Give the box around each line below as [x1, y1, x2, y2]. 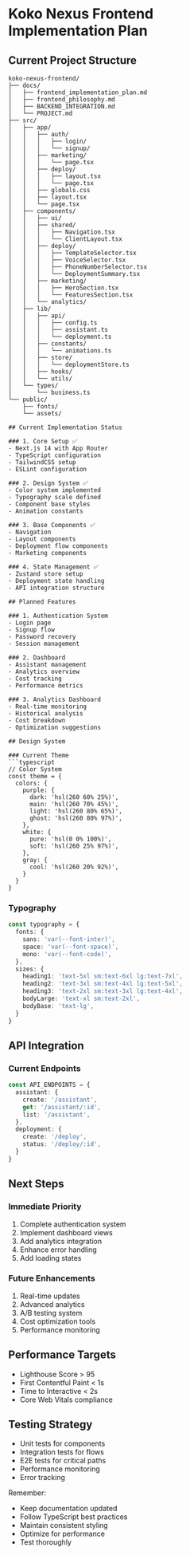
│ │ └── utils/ [8, 375, 73, 383]
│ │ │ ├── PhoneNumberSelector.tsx [8, 263, 148, 271]
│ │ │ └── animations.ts [8, 347, 112, 355]
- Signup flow [8, 626, 56, 634]
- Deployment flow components [8, 542, 109, 550]
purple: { [22, 786, 56, 794]
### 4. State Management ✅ [8, 563, 99, 571]
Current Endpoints [8, 1062, 81, 1073]
